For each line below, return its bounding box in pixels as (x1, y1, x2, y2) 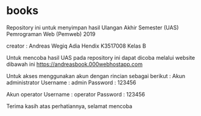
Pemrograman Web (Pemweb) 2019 (6, 30, 96, 37)
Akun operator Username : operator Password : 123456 (6, 90, 145, 98)
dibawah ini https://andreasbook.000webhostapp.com (6, 60, 143, 68)
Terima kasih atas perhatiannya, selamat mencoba (6, 102, 133, 110)
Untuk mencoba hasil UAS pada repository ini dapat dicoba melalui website (6, 54, 196, 61)
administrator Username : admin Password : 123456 (6, 79, 136, 86)
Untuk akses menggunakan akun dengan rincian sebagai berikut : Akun (6, 72, 186, 79)
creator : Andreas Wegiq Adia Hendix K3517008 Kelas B (6, 42, 146, 49)
